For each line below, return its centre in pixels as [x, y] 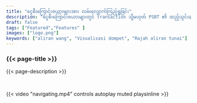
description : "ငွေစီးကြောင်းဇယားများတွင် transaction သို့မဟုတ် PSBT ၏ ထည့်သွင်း [97, 17]
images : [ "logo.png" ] [33, 33]
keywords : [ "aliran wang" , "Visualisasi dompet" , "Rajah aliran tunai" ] [97, 38]
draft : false [22, 22]
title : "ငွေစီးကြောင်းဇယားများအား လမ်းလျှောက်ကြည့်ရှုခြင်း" [69, 11]
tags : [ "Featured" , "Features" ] [45, 28]
